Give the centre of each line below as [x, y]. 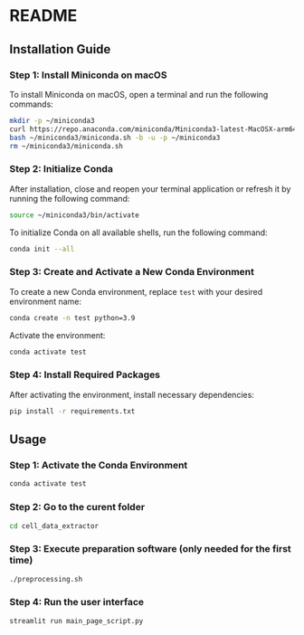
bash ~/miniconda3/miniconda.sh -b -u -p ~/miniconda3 [115, 137]
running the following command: [70, 198]
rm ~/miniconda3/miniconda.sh [66, 146]
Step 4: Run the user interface [77, 602]
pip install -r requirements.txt [72, 411]
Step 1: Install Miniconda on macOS [88, 75]
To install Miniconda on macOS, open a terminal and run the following [139, 94]
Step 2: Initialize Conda [61, 169]
